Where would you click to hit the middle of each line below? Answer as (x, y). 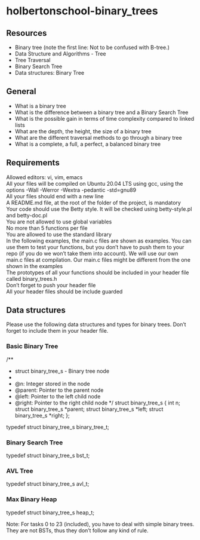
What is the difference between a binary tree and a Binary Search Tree (101, 112)
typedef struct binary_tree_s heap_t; (50, 513)
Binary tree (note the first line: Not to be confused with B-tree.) (92, 47)
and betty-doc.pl (27, 215)
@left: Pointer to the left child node (58, 396)
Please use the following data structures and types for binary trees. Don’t (96, 324)
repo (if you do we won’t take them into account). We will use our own (92, 253)
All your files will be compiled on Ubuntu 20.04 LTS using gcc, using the (95, 183)
